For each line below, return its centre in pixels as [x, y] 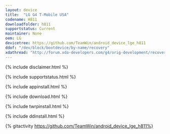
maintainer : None [24, 33]
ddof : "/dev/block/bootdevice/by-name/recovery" [57, 48]
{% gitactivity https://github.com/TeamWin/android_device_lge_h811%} [79, 126]
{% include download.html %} [36, 96]
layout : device [21, 10]
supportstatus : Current [30, 29]
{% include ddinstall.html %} [35, 116]
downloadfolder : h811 [28, 24]
